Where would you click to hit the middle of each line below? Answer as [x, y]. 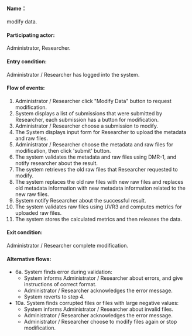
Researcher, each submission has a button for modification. [87, 119]
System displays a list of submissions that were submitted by [89, 113]
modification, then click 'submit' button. [63, 150]
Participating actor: [31, 35]
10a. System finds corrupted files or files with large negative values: [97, 303]
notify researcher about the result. [56, 163]
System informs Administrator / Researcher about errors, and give [103, 278]
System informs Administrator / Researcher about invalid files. [99, 309]
